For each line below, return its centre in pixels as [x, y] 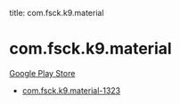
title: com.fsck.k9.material [57, 13]
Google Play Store [42, 73]
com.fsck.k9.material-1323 [71, 90]
